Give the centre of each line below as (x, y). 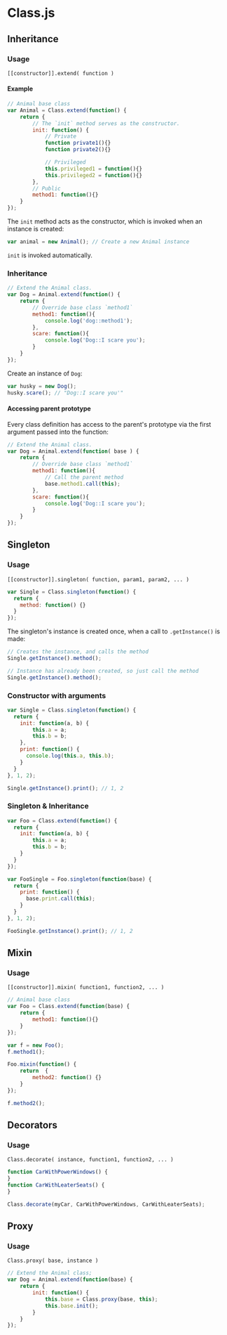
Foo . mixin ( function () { (42, 1064)
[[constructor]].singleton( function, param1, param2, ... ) (98, 579)
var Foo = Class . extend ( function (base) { (69, 1007)
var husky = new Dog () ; (42, 386)
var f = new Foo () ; (36, 1045)
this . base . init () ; (71, 1305)
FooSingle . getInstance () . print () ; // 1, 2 (70, 931)
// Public (47, 188)
